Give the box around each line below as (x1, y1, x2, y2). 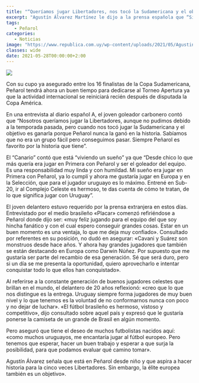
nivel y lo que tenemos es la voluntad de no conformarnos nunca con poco (6, 296, 189, 303)
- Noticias (14, 36, 41, 42)
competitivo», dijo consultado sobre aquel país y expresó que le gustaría (6, 309, 184, 316)
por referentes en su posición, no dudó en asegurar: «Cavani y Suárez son (6, 235, 188, 242)
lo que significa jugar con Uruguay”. (6, 191, 94, 199)
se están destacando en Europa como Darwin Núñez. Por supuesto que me (6, 247, 190, 254)
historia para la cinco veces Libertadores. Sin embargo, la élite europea (6, 363, 180, 371)
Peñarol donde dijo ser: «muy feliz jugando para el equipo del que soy (6, 216, 177, 223)
